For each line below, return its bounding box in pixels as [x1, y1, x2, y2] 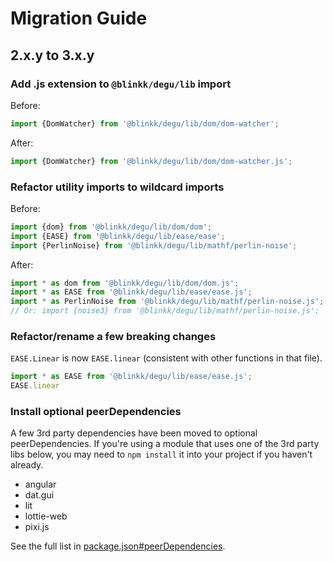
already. [10, 459, 44, 471]
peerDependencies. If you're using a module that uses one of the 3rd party [10, 438, 320, 450]
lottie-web [24, 510, 68, 522]
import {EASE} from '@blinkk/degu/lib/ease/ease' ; [10, 231, 226, 241]
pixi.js [24, 521, 50, 533]
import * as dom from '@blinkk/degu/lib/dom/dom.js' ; [10, 278, 240, 288]
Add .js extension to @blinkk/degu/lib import [10, 77, 232, 91]
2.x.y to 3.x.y [10, 47, 95, 64]
